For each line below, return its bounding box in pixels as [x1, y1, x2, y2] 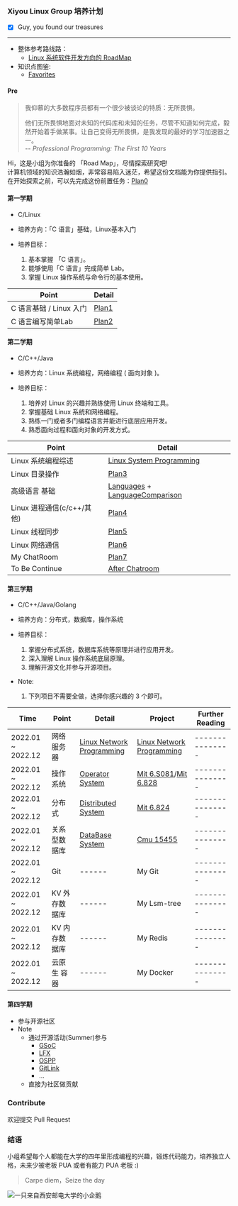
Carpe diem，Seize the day [24, 1175, 105, 1184]
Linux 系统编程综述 [11, 455, 74, 465]
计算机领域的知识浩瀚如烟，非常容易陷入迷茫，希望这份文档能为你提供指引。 [7, 167, 231, 176]
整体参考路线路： [17, 45, 68, 53]
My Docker [137, 968, 174, 978]
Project [149, 714, 175, 724]
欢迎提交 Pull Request [7, 1115, 71, 1124]
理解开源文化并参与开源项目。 [28, 663, 115, 672]
